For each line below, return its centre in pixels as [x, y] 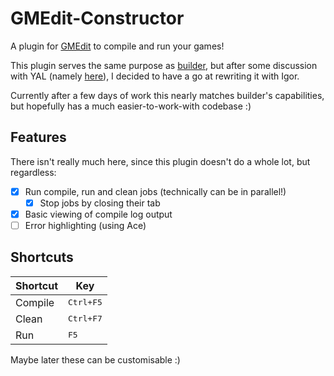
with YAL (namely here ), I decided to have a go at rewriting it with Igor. [155, 76]
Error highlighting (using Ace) [85, 225]
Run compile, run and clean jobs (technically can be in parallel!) [155, 191]
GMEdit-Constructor [97, 18]
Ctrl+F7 [85, 318]
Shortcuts [42, 257]
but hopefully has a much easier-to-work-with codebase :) [131, 106]
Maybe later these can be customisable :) [95, 359]
